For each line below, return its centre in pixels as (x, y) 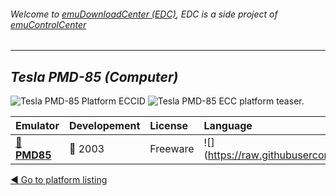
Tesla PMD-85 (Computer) (94, 76)
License (169, 126)
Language (228, 126)
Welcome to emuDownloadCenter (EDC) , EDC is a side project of (144, 14)
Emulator (37, 126)
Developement (104, 126)
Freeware (172, 149)
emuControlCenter (48, 24)
